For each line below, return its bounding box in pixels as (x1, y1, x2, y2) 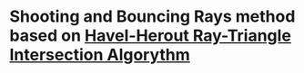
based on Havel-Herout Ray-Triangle (9, 25, 291, 46)
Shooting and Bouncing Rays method (9, 6, 296, 27)
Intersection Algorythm (9, 45, 191, 65)
